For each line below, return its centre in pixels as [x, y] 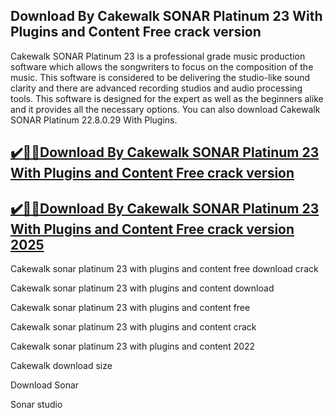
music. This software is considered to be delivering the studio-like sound [160, 77]
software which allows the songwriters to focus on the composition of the [162, 66]
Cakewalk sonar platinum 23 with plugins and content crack [133, 327]
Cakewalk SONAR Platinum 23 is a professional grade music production [158, 56]
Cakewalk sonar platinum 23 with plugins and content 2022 [133, 346]
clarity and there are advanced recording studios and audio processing [156, 88]
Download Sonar [45, 385]
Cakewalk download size [61, 366]
